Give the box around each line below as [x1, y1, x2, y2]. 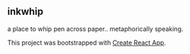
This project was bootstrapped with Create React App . [7, 38, 167, 47]
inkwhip [7, 6, 44, 18]
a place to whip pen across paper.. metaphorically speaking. [7, 24, 184, 33]
